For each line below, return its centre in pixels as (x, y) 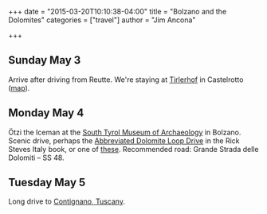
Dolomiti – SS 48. (37, 158)
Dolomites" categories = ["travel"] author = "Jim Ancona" (102, 20)
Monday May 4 (46, 113)
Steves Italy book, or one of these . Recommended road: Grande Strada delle (133, 149)
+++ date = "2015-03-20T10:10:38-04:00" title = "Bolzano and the (118, 12)
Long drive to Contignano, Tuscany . (67, 201)
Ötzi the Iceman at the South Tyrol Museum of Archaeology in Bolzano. (125, 132)
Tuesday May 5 (47, 183)
